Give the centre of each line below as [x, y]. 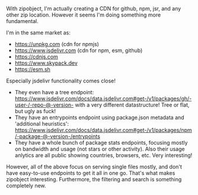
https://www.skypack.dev [46, 63]
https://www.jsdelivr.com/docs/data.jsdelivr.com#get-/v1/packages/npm [103, 130]
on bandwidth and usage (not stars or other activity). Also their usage [100, 149]
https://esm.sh [32, 69]
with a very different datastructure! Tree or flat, [132, 105]
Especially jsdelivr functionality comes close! [61, 81]
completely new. [26, 186]
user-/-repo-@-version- [44, 105]
